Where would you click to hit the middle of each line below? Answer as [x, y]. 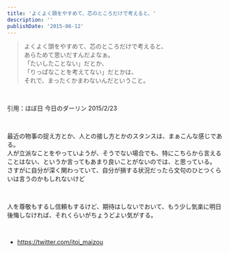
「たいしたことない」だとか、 [66, 64]
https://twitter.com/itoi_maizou [60, 242]
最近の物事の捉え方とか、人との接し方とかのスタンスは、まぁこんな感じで [112, 136]
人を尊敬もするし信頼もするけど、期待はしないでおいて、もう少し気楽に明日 [114, 207]
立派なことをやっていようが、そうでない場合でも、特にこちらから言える [120, 153]
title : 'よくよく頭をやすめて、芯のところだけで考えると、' [82, 13]
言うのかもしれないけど [52, 179]
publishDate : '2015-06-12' [45, 26]
